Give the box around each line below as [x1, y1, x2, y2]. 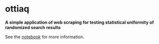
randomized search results [5, 24, 61, 30]
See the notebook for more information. [5, 34, 84, 40]
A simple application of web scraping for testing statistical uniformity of [5, 19, 154, 25]
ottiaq [5, 3, 29, 15]
